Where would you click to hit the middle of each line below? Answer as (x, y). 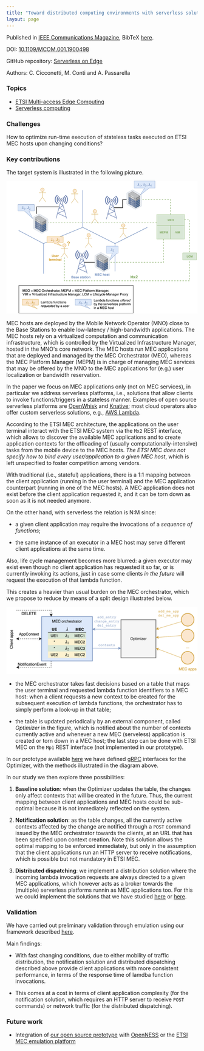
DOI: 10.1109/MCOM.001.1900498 (48, 49)
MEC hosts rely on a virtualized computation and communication (87, 336)
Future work (25, 1021)
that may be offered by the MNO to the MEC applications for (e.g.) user (95, 368)
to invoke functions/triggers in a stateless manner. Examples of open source (101, 399)
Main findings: (24, 944)
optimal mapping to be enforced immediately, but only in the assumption (105, 846)
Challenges (23, 123)
